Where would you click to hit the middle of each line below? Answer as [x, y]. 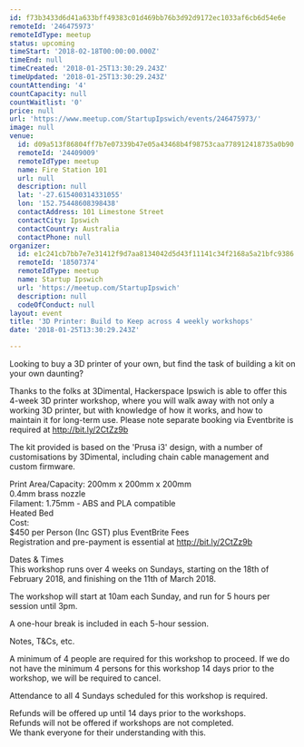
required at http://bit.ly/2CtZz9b [69, 429]
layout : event [36, 313]
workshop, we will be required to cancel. [85, 678]
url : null [36, 178]
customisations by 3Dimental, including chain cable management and [139, 457]
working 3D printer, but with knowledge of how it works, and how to [136, 410]
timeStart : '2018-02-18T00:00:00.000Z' [85, 52]
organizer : [30, 246]
